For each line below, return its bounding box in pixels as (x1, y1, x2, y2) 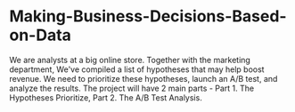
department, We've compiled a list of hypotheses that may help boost (9, 64, 265, 75)
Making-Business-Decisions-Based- (9, 6, 287, 27)
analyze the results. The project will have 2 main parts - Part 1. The (9, 83, 255, 93)
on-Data (9, 25, 71, 45)
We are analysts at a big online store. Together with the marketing (9, 54, 251, 65)
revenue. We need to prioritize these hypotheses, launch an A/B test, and (9, 73, 278, 84)
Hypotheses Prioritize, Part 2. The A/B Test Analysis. (9, 92, 202, 103)
